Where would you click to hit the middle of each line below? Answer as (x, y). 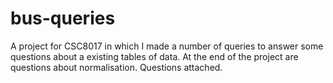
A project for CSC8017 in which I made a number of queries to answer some (167, 46)
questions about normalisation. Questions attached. (116, 67)
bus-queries (63, 18)
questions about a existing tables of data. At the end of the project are (154, 56)
